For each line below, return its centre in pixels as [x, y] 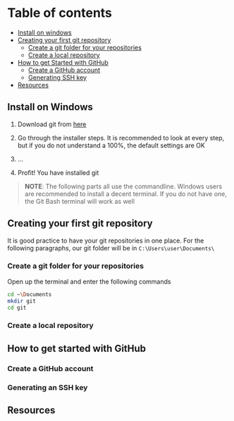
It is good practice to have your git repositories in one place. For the [106, 240]
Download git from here [52, 124]
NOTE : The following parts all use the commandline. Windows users [123, 186]
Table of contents [60, 13]
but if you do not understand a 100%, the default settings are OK [111, 145]
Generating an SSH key [48, 387]
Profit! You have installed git [58, 172]
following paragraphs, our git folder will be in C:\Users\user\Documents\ [111, 248]
